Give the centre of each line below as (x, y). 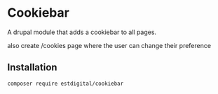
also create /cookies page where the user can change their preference (109, 45)
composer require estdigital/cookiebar (66, 84)
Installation (32, 68)
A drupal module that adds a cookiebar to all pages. (82, 32)
